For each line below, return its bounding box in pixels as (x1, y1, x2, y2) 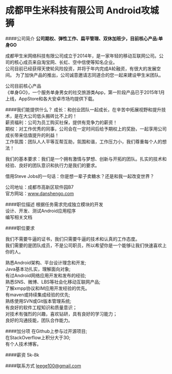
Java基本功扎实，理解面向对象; (5, 266, 71, 272)
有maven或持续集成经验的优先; (5, 292, 71, 298)
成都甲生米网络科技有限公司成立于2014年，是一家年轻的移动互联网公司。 (5, 52, 160, 59)
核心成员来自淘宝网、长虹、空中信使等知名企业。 (14, 59, 118, 65)
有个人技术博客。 (5, 341, 41, 347)
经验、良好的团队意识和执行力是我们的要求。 (5, 162, 100, 168)
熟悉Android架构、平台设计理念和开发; (5, 259, 87, 265)
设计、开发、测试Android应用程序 (5, 207, 76, 214)
